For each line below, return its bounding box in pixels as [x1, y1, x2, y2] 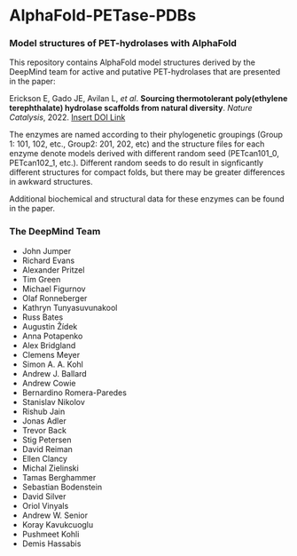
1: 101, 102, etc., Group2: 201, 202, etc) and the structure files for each [9, 139, 265, 149]
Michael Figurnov [21, 283, 86, 294]
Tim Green [21, 274, 61, 284]
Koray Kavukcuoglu [21, 519, 94, 529]
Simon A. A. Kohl [21, 359, 84, 369]
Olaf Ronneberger [21, 292, 88, 303]
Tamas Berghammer [21, 472, 97, 482]
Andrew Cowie [21, 377, 77, 388]
